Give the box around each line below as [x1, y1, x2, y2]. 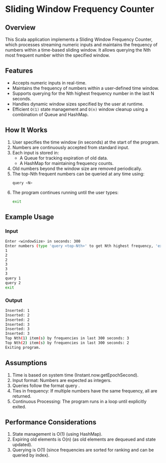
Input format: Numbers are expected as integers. [12, 377, 112, 383]
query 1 [5, 276, 21, 281]
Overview [5, 23, 36, 32]
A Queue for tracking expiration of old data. [19, 155, 108, 161]
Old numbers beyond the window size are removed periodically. [12, 165, 142, 171]
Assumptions [5, 359, 47, 367]
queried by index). [12, 452, 50, 458]
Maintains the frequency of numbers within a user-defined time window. [12, 85, 160, 91]
